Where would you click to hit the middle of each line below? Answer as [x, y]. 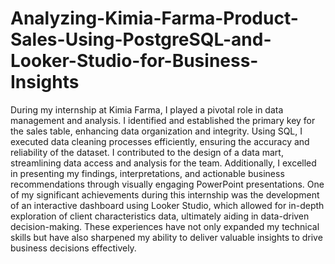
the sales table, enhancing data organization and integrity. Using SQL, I [156, 131]
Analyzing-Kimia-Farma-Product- [154, 18]
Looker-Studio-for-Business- [134, 61]
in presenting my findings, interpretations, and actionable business [147, 173]
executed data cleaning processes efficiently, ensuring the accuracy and [160, 141]
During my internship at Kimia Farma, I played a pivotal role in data [147, 109]
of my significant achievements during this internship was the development [165, 194]
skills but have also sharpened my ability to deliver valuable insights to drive [166, 237]
